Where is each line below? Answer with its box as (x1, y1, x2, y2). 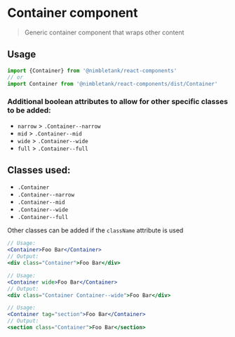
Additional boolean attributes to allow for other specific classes (7, 97, 228, 107)
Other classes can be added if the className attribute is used (7, 226, 184, 234)
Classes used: (7, 164, 71, 176)
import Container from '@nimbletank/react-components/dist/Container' (7, 80, 218, 87)
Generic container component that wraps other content (24, 28, 184, 37)
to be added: (7, 105, 51, 115)
